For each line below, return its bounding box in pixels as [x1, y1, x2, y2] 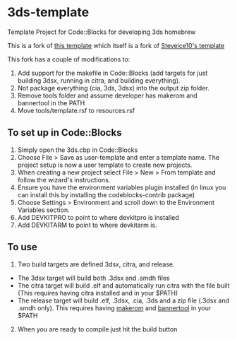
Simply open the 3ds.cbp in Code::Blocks [17, 146, 138, 154]
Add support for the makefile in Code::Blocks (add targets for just [17, 69, 208, 77]
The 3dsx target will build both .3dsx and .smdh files [17, 274, 171, 282]
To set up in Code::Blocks [7, 127, 122, 139]
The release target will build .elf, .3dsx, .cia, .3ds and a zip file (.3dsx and [17, 296, 230, 305]
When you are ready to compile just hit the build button [17, 324, 178, 333]
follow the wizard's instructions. [17, 175, 111, 184]
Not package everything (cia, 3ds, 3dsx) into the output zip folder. [17, 83, 209, 92]
